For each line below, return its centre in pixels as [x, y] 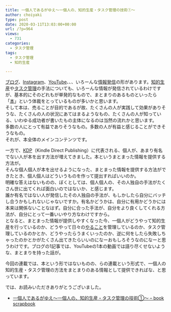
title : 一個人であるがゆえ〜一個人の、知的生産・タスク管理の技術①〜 [70, 10]
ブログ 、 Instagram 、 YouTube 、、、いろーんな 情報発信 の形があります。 [78, 82]
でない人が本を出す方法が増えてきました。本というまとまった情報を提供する [86, 157]
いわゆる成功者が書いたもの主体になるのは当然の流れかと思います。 [86, 120]
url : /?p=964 [19, 29]
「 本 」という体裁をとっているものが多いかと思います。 [63, 101]
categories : [18, 43]
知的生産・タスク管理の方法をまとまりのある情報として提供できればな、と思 [86, 270]
